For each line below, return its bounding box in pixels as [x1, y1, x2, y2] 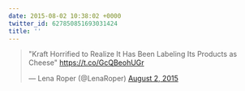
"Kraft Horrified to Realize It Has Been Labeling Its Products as [28, 50, 238, 59]
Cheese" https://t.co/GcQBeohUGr [28, 58, 144, 67]
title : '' [8, 27, 42, 35]
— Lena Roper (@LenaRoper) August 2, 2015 [28, 74, 178, 84]
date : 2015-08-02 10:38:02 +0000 [8, 11, 122, 20]
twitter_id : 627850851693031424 [8, 19, 118, 28]
